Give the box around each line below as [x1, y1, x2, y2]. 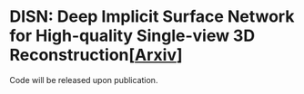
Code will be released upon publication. [9, 74, 158, 85]
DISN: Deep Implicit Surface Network [9, 6, 295, 27]
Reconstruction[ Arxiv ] [9, 45, 183, 65]
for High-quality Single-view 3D [9, 25, 256, 46]
